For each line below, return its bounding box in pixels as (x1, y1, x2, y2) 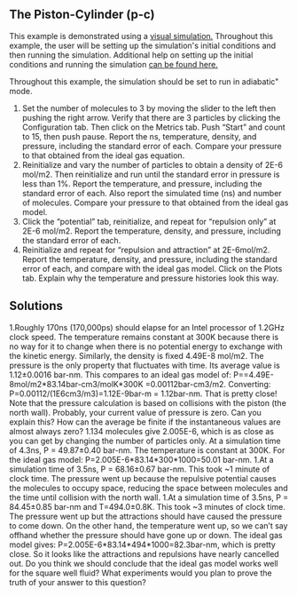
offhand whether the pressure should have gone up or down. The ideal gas (9, 529, 283, 540)
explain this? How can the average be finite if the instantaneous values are (9, 417, 281, 427)
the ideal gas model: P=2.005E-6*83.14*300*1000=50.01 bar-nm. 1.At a (9, 454, 274, 465)
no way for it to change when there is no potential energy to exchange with (9, 341, 284, 352)
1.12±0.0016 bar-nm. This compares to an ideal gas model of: (9, 369, 232, 380)
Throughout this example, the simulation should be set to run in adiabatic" (9, 75, 279, 87)
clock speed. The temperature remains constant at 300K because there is (9, 331, 279, 342)
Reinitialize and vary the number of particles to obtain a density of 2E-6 (21, 159, 284, 170)
